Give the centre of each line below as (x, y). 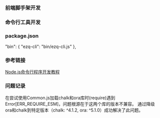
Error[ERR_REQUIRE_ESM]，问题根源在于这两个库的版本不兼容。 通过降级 (80, 104)
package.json (22, 36)
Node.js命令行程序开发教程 (33, 72)
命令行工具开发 (23, 22)
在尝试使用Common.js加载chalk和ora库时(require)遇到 (60, 98)
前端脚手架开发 (23, 7)
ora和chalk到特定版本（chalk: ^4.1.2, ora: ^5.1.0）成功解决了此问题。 (74, 110)
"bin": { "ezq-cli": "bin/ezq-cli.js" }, (41, 47)
